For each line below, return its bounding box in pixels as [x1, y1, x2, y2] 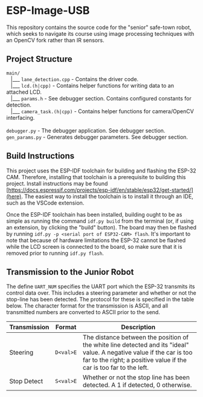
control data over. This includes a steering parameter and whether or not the [6, 289, 196, 297]
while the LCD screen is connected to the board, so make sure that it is [6, 243, 182, 250]
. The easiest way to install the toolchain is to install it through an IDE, [21, 192, 193, 200]
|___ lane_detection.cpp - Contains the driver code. [10, 75, 139, 82]
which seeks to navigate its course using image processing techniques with [6, 30, 195, 37]
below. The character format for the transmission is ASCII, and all [6, 302, 168, 309]
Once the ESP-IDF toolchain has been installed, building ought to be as [6, 211, 182, 218]
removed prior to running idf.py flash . [6, 249, 104, 257]
